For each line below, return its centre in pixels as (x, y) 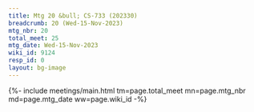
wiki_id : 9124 (32, 53)
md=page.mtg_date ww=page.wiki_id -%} (78, 99)
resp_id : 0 (26, 61)
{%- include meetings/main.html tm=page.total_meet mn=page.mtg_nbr (127, 90)
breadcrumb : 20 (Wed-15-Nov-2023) (66, 23)
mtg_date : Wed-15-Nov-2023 (53, 46)
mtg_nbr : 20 (28, 30)
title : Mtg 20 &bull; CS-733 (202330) (73, 16)
